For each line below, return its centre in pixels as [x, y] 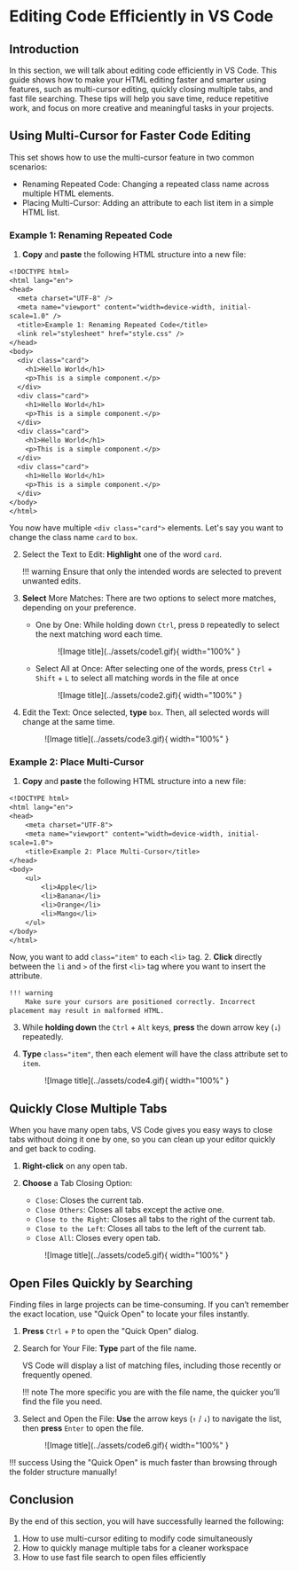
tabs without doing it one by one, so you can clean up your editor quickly [142, 1139]
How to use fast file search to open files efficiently [114, 1557]
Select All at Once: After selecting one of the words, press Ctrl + [154, 669]
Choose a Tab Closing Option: [77, 1183]
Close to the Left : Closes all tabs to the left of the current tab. [150, 1229]
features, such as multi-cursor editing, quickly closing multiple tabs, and [141, 89]
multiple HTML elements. [68, 193]
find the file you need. [62, 1402]
